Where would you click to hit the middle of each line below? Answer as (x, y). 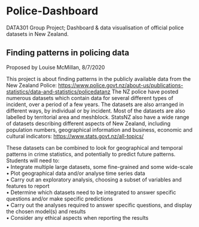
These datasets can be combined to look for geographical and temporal (95, 147)
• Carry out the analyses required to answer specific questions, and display (99, 205)
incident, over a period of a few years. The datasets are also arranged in (95, 104)
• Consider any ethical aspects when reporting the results (77, 217)
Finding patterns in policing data (68, 53)
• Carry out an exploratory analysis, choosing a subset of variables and (94, 179)
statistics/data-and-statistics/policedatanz (58, 92)
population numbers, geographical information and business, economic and (99, 129)
